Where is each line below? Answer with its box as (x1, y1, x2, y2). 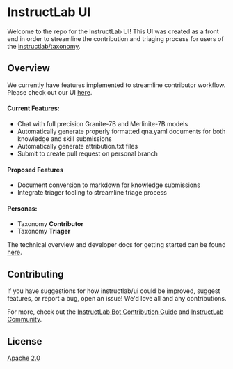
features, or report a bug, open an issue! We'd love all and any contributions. (7, 294, 227, 303)
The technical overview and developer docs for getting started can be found (7, 241, 226, 249)
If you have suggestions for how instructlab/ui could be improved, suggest (7, 287, 220, 295)
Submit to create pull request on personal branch (17, 149, 159, 158)
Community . (7, 315, 42, 324)
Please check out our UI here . (7, 88, 93, 96)
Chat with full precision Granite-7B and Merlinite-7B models (17, 119, 188, 128)
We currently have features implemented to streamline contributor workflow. (7, 81, 226, 89)
